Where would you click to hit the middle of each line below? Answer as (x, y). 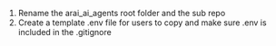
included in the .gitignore (64, 32)
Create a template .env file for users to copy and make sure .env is (142, 23)
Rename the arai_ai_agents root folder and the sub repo (122, 13)
